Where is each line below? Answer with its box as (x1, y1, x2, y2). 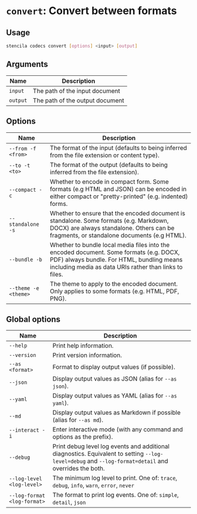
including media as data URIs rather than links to (49, 263, 183, 271)
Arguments (6, 59, 49, 69)
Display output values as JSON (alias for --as (52, 375, 177, 383)
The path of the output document (33, 96, 124, 104)
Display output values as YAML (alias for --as (52, 392, 177, 400)
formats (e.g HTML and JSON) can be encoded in (49, 185, 186, 193)
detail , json (52, 498, 86, 506)
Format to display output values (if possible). (52, 363, 176, 371)
